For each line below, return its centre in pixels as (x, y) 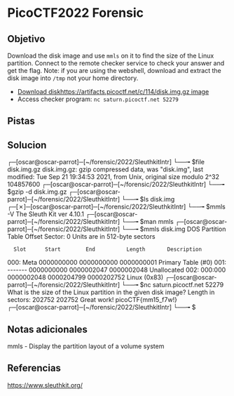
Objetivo (26, 39)
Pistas (21, 121)
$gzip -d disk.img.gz (37, 192)
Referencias (34, 368)
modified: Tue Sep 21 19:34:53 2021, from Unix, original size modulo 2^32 (113, 177)
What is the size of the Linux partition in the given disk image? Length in (111, 292)
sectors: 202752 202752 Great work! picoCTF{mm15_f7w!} (92, 300)
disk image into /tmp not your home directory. (73, 78)
